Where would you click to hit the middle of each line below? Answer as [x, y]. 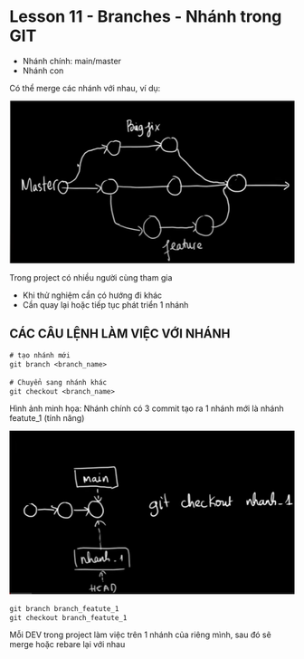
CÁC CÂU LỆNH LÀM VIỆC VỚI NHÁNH [120, 334]
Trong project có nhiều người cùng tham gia [91, 278]
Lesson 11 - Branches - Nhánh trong [146, 17]
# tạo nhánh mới [40, 356]
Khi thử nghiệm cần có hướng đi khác [92, 295]
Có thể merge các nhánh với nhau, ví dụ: [85, 88]
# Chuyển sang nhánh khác [58, 383]
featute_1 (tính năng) [47, 418]
